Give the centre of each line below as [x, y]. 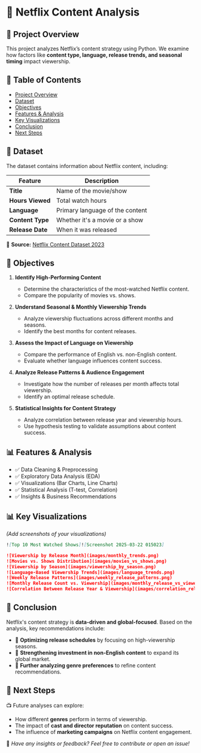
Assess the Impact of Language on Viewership [74, 343]
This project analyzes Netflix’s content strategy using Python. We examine [98, 48]
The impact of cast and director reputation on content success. [94, 725]
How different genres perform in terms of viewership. [81, 719]
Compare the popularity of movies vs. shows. [80, 295]
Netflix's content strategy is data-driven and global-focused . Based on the [99, 622]
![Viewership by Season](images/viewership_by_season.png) [81, 567]
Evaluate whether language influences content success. [93, 361]
